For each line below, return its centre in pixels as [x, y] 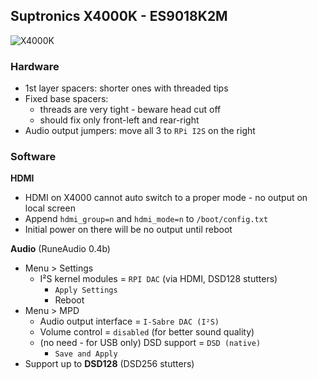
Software [33, 157]
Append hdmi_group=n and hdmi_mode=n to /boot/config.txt [146, 219]
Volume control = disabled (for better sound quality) [147, 332]
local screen [50, 208]
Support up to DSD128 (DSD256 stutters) [109, 364]
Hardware [35, 66]
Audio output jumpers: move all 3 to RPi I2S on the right [140, 131]
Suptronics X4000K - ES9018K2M [119, 16]
